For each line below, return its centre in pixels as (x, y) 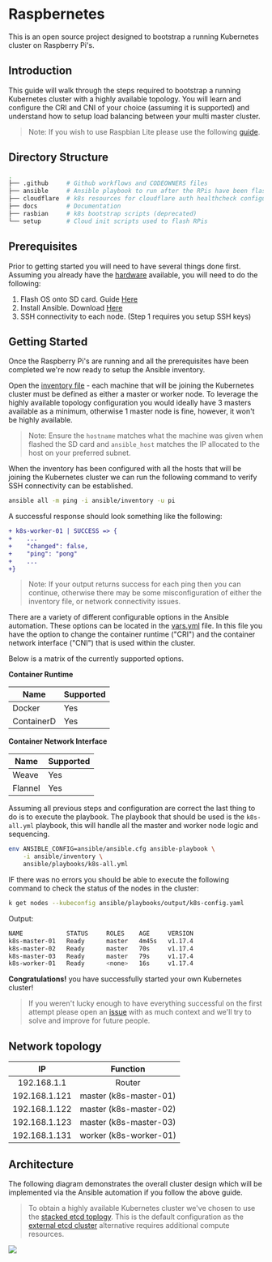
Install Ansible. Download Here (71, 307)
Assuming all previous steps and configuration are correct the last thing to (132, 809)
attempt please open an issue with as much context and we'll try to (140, 1012)
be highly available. (40, 420)
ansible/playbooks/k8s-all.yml (76, 865)
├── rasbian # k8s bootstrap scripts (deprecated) (103, 213)
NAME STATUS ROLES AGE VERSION (101, 934)
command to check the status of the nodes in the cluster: (104, 888)
